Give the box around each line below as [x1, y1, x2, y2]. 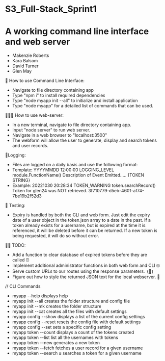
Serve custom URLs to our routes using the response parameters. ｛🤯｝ [12, 268, 155, 274]
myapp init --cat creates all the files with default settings [12, 309, 127, 314]
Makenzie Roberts [12, 52, 49, 58]
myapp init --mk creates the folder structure [12, 303, 102, 309]
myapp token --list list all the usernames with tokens [12, 335, 118, 340]
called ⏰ [12, 257, 29, 263]
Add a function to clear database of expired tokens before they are [12, 252, 147, 258]
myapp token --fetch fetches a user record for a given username [12, 345, 143, 351]
